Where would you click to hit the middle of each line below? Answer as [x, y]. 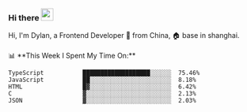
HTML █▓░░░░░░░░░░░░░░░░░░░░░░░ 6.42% [102, 87]
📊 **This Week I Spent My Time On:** [72, 56]
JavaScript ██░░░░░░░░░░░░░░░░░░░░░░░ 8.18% [102, 80]
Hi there [24, 17]
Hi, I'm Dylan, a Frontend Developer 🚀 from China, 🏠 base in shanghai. [124, 35]
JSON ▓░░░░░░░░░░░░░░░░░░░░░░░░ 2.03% [102, 101]
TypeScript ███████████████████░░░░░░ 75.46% [104, 73]
